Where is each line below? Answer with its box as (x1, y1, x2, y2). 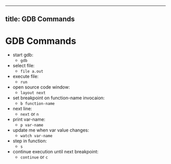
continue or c (20, 154, 48, 160)
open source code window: (12, 84, 70, 90)
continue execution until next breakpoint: (12, 149, 99, 155)
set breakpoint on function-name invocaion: (12, 95, 105, 101)
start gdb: (12, 52, 34, 58)
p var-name (20, 122, 44, 128)
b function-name (20, 101, 55, 106)
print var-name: (12, 116, 46, 122)
